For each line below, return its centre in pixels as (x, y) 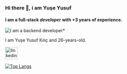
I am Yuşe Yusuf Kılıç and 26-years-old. (46, 40)
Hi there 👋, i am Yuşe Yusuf (38, 8)
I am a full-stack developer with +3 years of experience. (64, 20)
